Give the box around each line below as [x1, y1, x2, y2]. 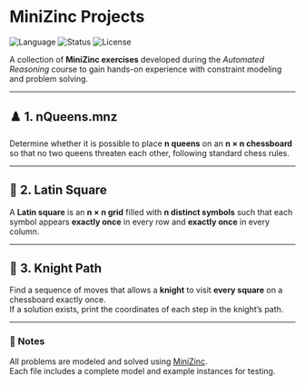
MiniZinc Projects [9, 6, 145, 27]
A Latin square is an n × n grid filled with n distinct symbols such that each [9, 206, 293, 217]
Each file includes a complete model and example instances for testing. [9, 365, 276, 376]
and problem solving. [9, 73, 89, 84]
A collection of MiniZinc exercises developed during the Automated [9, 54, 265, 64]
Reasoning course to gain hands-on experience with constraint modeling [9, 64, 282, 74]
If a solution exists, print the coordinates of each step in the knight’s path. [9, 304, 284, 315]
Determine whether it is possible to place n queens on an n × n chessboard [9, 138, 293, 149]
